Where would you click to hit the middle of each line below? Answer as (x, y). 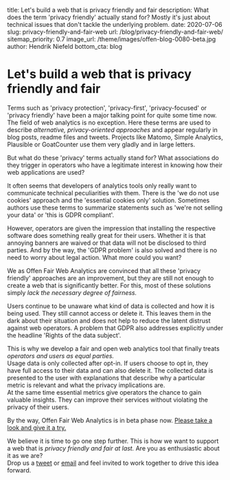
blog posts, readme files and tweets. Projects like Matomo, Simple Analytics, (115, 137)
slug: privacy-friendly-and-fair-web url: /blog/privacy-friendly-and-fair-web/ (115, 32)
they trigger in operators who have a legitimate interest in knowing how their (115, 165)
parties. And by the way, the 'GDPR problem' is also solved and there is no (112, 250)
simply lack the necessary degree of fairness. (72, 292)
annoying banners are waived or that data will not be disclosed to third (107, 243)
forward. (19, 470)
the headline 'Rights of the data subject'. (64, 335)
